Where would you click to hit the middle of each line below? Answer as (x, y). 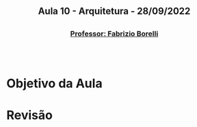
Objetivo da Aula (55, 83)
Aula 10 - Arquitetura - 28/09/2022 (114, 11)
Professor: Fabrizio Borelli (114, 34)
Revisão (29, 115)
